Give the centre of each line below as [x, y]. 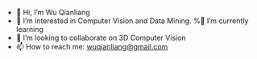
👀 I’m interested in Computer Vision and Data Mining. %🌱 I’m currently [132, 21]
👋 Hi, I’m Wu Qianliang [53, 12]
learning [30, 29]
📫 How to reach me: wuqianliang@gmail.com [92, 47]
